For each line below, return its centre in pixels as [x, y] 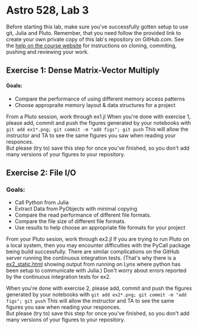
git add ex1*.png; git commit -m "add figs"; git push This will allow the [98, 129]
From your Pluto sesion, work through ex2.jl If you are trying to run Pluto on [98, 239]
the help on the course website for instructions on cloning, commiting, [92, 46]
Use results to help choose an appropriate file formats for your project [100, 228]
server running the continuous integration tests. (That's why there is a [91, 258]
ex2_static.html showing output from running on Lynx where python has [93, 265]
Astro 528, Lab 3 [48, 10]
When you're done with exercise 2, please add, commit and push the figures [99, 288]
